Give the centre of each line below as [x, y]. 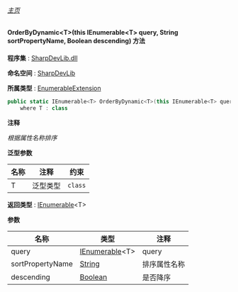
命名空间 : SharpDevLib [41, 73]
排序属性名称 [164, 264]
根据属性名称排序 [32, 137]
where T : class [44, 108]
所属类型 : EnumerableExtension [54, 88]
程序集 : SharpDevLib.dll [42, 58]
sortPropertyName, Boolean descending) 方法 [76, 41]
